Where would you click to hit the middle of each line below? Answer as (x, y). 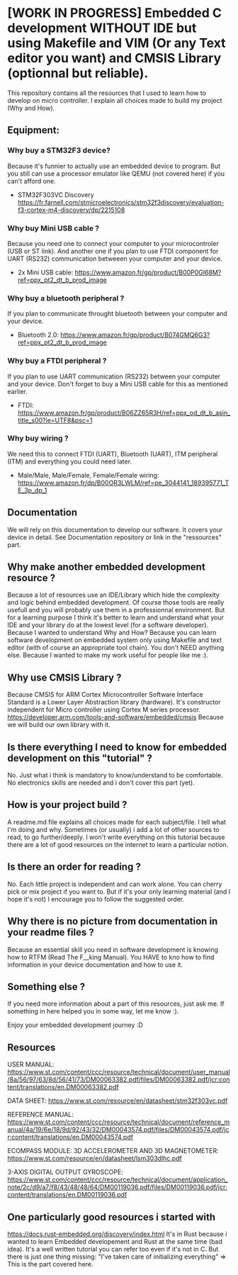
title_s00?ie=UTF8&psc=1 (55, 420)
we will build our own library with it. (59, 725)
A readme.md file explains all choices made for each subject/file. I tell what (117, 822)
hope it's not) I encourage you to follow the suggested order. (96, 899)
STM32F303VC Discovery (56, 195)
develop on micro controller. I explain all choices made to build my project (115, 100)
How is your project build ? (67, 805)
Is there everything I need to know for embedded (117, 747)
